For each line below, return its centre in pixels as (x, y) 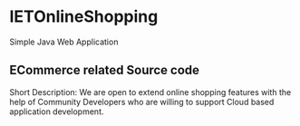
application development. (57, 111)
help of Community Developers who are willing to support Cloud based (142, 102)
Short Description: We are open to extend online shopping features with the (150, 92)
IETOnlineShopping (84, 17)
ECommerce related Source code (105, 70)
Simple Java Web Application (64, 42)
